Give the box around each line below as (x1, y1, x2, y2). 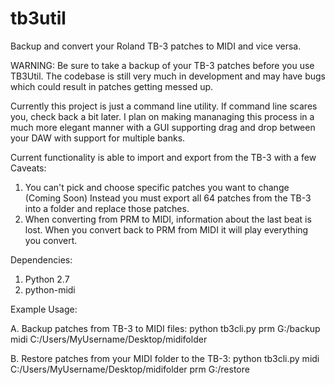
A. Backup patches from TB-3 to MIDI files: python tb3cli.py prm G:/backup (10, 322, 321, 334)
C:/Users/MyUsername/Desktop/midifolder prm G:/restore (10, 363, 250, 375)
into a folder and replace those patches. (24, 202, 190, 214)
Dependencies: (10, 253, 73, 266)
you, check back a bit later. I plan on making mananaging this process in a (10, 110, 315, 122)
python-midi (24, 283, 76, 296)
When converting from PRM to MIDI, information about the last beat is (24, 213, 312, 225)
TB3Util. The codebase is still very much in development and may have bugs (10, 70, 327, 82)
